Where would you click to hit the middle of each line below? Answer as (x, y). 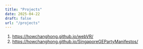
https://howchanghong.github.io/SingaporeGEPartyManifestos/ (75, 42)
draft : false (18, 18)
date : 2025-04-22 (23, 14)
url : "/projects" (23, 23)
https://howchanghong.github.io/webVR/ (53, 37)
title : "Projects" (24, 9)
